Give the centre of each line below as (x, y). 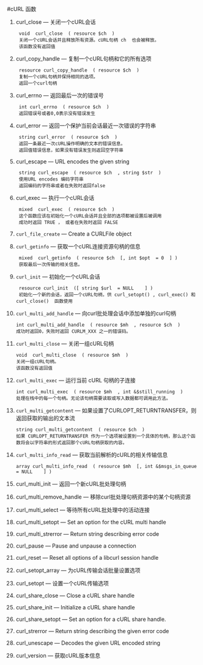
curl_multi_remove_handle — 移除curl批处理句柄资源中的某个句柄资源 (103, 497)
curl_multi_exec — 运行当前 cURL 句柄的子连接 (76, 380)
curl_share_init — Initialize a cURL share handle (75, 607)
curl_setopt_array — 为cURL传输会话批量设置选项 (78, 570)
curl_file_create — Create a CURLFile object (74, 234)
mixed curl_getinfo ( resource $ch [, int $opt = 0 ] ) (98, 258)
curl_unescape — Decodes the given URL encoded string (88, 643)
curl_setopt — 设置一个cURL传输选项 (62, 583)
